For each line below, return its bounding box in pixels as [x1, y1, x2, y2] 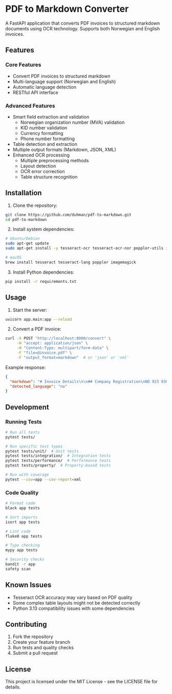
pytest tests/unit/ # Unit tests [5, 449, 79, 454]
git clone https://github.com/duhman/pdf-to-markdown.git [5, 212, 132, 217]
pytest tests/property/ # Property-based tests [5, 463, 111, 468]
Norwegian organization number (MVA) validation [20, 119, 125, 125]
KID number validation [20, 124, 68, 131]
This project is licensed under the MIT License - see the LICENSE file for [5, 679, 158, 685]
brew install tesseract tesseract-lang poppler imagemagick [5, 260, 137, 265]
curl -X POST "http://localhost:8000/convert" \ [5, 336, 111, 341]
